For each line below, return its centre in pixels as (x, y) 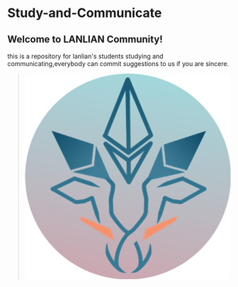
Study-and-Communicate (85, 13)
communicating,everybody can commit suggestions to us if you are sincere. (118, 64)
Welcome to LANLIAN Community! (85, 39)
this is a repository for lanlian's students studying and (86, 56)
